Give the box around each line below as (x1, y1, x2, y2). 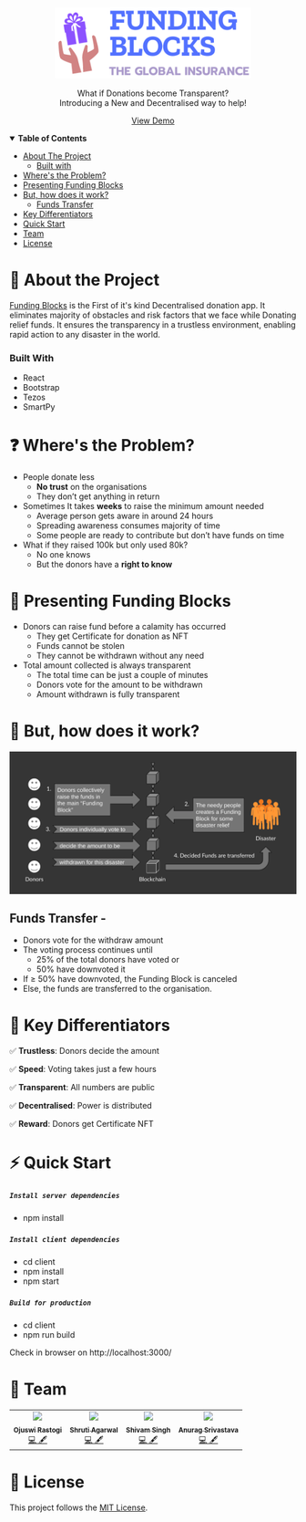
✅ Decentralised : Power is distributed (9, 1100, 152, 1111)
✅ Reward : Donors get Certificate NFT (9, 1119, 154, 1130)
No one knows (36, 549, 91, 560)
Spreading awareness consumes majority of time (36, 520, 220, 531)
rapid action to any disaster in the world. (9, 328, 161, 339)
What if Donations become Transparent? (76, 88, 229, 99)
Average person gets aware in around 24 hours (36, 510, 214, 522)
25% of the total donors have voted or (36, 954, 179, 965)
